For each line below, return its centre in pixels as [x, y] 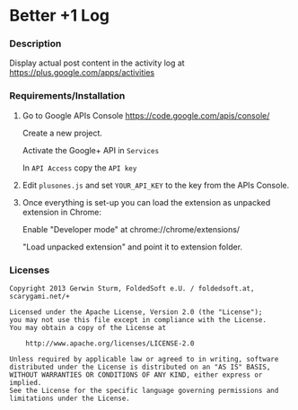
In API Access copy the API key [79, 168]
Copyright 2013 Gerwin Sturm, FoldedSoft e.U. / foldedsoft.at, [132, 289]
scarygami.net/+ [39, 297]
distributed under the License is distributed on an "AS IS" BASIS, [140, 367]
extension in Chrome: [61, 212]
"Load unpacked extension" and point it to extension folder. [132, 247]
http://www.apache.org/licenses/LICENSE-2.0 [110, 344]
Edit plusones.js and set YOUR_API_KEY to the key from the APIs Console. [156, 185]
